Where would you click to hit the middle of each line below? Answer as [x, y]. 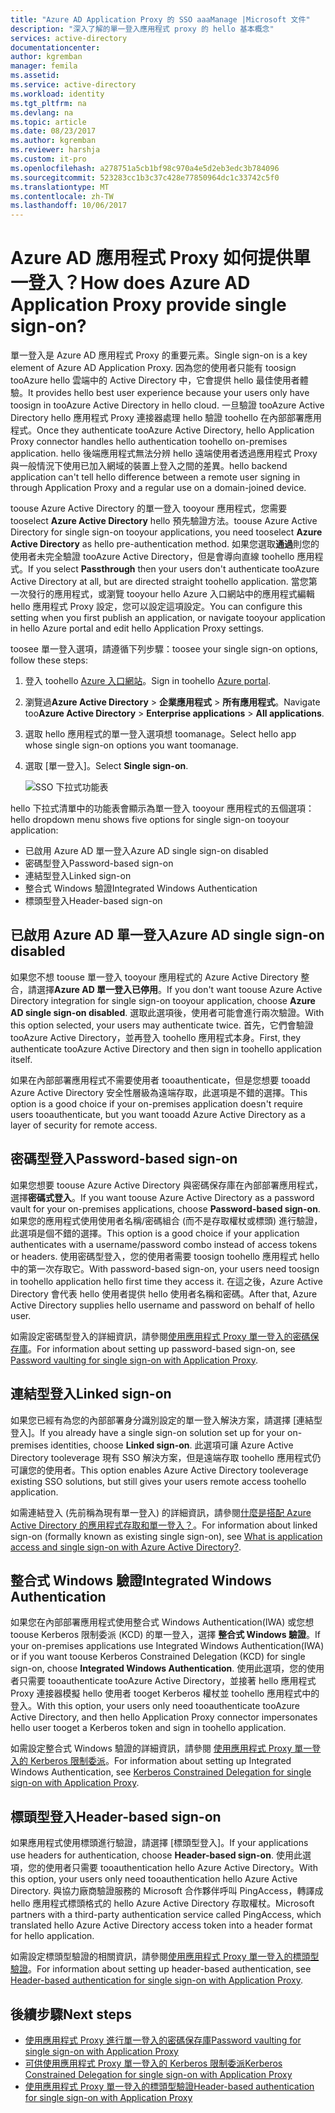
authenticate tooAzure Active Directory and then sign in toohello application [166, 1048]
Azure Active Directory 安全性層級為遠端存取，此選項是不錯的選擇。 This [159, 1092]
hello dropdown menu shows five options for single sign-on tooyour [150, 820]
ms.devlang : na [42, 112]
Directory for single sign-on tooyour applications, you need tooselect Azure [166, 532]
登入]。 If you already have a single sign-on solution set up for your [148, 1432]
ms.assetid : [35, 76]
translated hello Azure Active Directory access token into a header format [161, 1925]
